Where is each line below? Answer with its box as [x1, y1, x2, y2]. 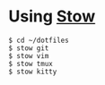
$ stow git [8, 43, 49, 53]
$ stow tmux [8, 59, 53, 68]
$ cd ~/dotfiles [8, 36, 69, 45]
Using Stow [8, 6, 96, 27]
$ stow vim [8, 51, 49, 60]
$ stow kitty [8, 67, 57, 76]
